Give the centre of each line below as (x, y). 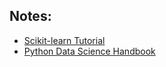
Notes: (30, 16)
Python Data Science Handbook (89, 51)
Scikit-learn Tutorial (64, 40)
